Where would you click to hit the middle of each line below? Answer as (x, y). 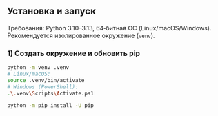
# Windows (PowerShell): (43, 87)
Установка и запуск (52, 11)
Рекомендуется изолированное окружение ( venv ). (81, 35)
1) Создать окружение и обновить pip (73, 53)
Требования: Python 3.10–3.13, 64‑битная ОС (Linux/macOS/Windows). (109, 28)
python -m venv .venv (38, 68)
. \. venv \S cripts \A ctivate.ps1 (51, 93)
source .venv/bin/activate (46, 80)
